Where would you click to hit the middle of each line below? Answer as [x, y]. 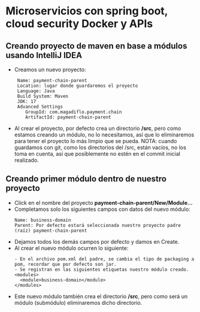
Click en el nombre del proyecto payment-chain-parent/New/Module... [103, 202]
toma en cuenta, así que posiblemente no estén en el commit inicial [97, 154]
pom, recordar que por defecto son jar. [65, 264]
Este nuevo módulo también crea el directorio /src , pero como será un [101, 296]
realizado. [27, 160]
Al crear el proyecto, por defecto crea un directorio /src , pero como [98, 128]
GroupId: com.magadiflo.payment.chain [74, 112]
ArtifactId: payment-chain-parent [68, 117]
